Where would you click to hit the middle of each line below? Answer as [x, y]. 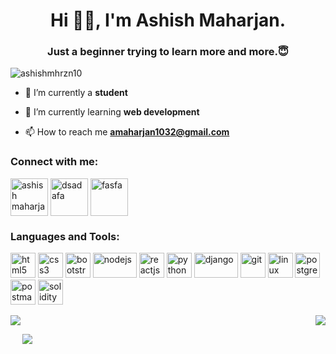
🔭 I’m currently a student [76, 93]
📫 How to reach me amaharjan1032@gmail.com [127, 132]
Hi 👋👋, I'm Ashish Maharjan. [168, 20]
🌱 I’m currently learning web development [112, 112]
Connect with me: [54, 162]
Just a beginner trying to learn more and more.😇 [168, 52]
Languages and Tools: [65, 236]
